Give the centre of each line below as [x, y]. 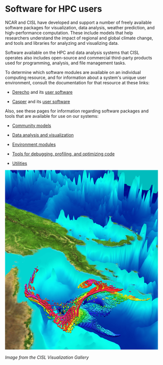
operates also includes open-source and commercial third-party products [79, 57]
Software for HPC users [54, 9]
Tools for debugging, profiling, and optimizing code [63, 154]
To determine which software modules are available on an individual [73, 72]
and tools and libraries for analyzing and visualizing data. [62, 43]
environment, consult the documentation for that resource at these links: [77, 82]
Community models [32, 126]
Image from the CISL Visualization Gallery [47, 357]
